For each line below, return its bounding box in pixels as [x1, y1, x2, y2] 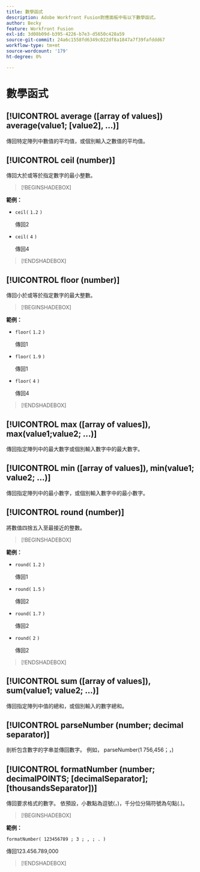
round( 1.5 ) [14, 586, 46, 592]
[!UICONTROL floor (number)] [6, 275, 120, 285]
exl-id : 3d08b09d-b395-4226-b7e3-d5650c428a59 [6, 31, 125, 37]
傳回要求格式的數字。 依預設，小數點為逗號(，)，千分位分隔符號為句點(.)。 [6, 800, 188, 807]
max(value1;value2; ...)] [6, 429, 97, 439]
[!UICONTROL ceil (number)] [6, 155, 115, 166]
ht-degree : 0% [6, 54, 42, 60]
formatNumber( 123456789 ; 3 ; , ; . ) [6, 836, 106, 842]
